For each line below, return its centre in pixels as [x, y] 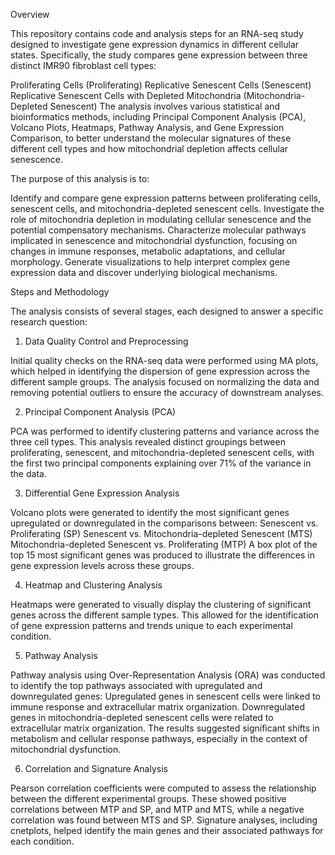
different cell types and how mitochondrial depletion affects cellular [149, 148]
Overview [30, 14]
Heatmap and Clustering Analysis [93, 585]
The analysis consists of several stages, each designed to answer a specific [167, 311]
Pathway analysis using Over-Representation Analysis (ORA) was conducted [168, 675]
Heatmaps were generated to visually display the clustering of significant [161, 604]
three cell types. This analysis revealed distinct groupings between [148, 442]
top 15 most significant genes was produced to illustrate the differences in [162, 555]
